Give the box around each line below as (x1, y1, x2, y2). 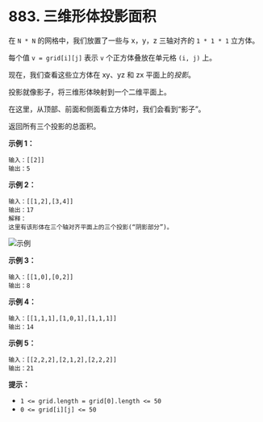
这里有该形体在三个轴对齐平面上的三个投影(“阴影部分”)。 (8, 223, 173, 231)
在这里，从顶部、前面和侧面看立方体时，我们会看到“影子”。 (8, 104, 206, 114)
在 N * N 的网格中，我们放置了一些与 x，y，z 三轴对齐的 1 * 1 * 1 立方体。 (8, 36, 260, 45)
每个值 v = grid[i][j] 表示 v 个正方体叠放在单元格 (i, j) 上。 (8, 52, 216, 62)
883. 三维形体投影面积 (8, 7, 157, 26)
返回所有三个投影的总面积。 (8, 121, 101, 131)
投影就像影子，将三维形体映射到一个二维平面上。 (8, 86, 171, 97)
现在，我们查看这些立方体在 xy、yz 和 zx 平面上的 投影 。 (8, 69, 196, 79)
